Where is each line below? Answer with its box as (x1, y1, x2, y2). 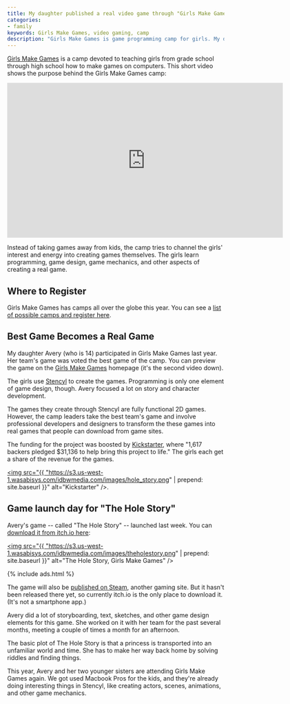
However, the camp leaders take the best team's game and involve (7, 412, 196, 420)
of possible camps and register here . (7, 310, 112, 319)
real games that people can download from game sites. (7, 427, 164, 435)
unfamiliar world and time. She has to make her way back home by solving (7, 646, 218, 654)
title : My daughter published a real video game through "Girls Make (7, 10, 211, 17)
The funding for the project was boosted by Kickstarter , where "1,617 (7, 440, 203, 448)
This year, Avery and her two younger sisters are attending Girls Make (7, 667, 205, 675)
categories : (7, 17, 41, 23)
